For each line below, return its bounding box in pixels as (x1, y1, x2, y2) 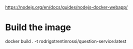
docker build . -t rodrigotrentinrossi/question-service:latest (5, 38, 126, 44)
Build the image (5, 22, 71, 33)
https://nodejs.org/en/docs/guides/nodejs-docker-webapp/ (5, 4, 128, 10)
